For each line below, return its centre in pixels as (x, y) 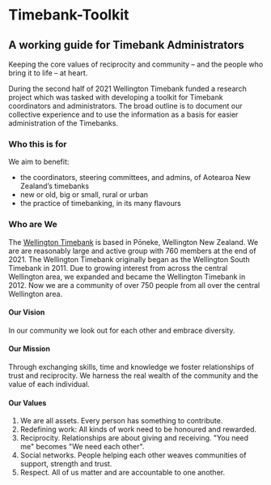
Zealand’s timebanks (55, 186)
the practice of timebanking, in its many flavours (101, 204)
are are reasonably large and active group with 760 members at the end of (132, 251)
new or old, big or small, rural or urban (84, 195)
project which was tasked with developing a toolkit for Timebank (116, 97)
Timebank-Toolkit (69, 15)
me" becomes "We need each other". (82, 447)
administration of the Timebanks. (64, 123)
